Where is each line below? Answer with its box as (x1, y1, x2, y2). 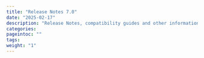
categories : (6, 25, 36, 32)
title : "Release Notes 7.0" (6, 8, 78, 15)
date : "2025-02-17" (6, 14, 56, 21)
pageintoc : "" (6, 31, 42, 37)
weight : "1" (6, 43, 36, 49)
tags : (6, 37, 20, 43)
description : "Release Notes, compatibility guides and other (6, 20, 167, 26)
